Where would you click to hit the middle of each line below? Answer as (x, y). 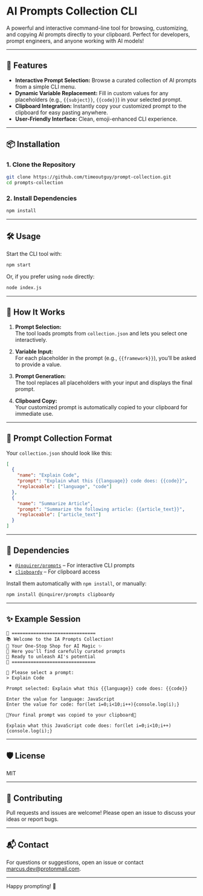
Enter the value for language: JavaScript (60, 699)
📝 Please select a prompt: (40, 672)
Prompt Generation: (40, 376)
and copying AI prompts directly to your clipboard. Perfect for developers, (98, 34)
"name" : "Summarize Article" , (55, 503)
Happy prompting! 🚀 (31, 886)
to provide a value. (38, 364)
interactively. (31, 339)
